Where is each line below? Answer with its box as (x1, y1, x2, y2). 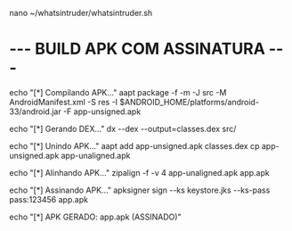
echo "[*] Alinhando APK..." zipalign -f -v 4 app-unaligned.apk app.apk (9, 167, 270, 177)
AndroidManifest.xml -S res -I (9, 96, 118, 107)
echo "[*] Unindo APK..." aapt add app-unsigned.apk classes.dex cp (9, 140, 260, 151)
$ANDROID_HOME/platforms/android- (119, 96, 260, 107)
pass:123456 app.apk (9, 194, 89, 204)
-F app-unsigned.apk (62, 106, 142, 117)
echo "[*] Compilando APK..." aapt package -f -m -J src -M (9, 87, 227, 97)
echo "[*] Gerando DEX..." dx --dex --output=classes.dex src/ (9, 123, 237, 134)
